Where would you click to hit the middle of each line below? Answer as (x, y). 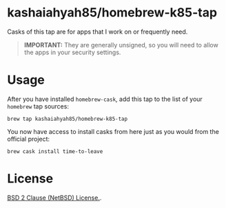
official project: (29, 139)
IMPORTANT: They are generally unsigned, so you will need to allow (121, 45)
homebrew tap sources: (38, 106)
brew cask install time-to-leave (55, 151)
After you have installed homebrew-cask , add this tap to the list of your (105, 99)
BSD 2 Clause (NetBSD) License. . (54, 198)
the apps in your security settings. (72, 52)
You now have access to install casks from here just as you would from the (113, 131)
